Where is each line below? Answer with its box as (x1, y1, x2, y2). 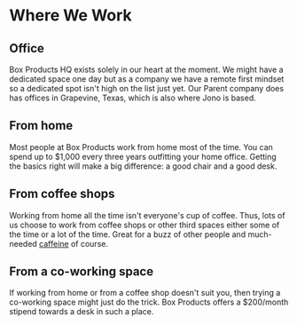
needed (9, 238, 37, 249)
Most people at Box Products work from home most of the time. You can (9, 141, 273, 152)
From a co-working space (9, 264, 153, 280)
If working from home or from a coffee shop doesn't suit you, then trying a (9, 288, 281, 298)
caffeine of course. (38, 238, 109, 249)
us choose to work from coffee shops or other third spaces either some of (9, 219, 280, 230)
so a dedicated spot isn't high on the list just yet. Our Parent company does (9, 83, 285, 93)
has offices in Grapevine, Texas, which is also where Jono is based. (9, 92, 257, 103)
